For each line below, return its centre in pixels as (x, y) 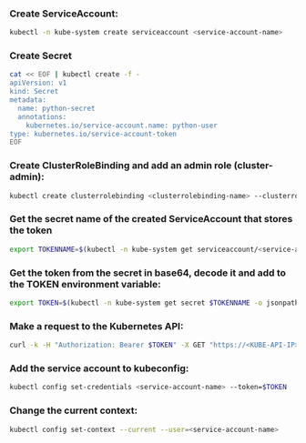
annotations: (42, 116)
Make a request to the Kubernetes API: (97, 326)
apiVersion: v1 (38, 83)
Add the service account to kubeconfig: (99, 368)
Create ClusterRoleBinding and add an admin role (121, 166)
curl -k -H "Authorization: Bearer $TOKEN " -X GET (107, 345)
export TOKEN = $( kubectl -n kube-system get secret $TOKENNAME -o (136, 303)
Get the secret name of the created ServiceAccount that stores (151, 219)
